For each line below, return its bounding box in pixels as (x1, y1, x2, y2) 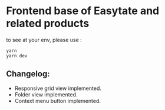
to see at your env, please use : (6, 36, 82, 43)
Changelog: (6, 69, 50, 79)
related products (6, 17, 90, 30)
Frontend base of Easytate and (6, 4, 160, 18)
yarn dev (6, 53, 28, 59)
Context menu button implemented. (14, 97, 101, 104)
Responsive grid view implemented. (14, 85, 102, 92)
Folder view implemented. (14, 90, 78, 98)
